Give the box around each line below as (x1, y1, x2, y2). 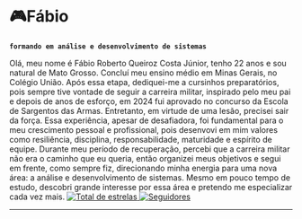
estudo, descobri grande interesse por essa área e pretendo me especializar (9, 181, 293, 192)
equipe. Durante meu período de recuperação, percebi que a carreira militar (9, 144, 290, 154)
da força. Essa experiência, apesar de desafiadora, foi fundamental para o (9, 115, 284, 126)
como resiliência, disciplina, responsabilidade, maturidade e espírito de (9, 134, 272, 145)
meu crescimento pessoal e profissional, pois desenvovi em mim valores (9, 124, 279, 135)
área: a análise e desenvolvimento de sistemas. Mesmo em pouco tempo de (9, 171, 290, 183)
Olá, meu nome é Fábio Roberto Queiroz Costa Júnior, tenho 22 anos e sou (9, 57, 288, 68)
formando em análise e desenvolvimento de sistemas (9, 41, 207, 51)
